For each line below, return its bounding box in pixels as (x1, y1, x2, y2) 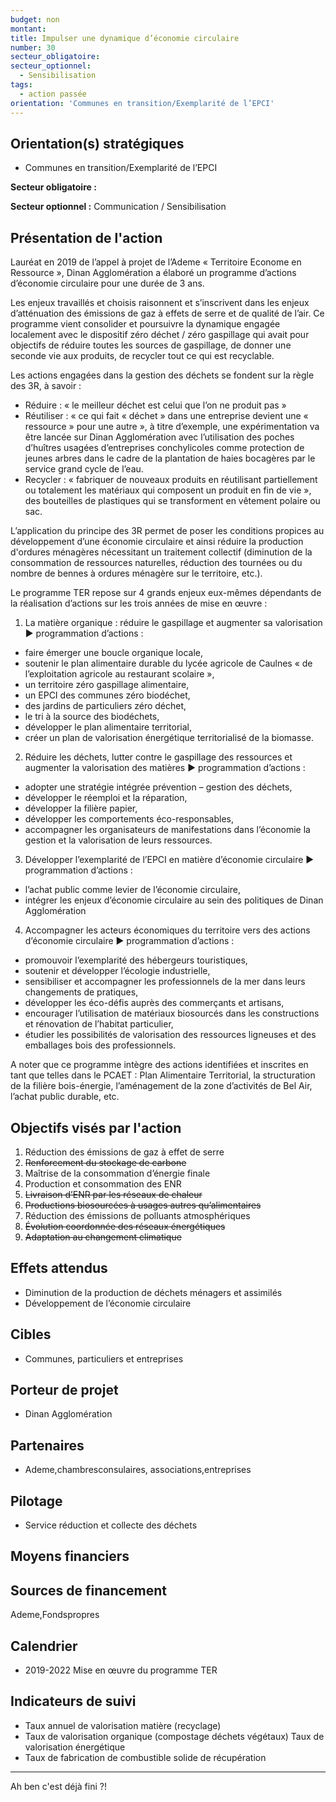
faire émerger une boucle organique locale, (24, 647, 203, 659)
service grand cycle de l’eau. (24, 463, 144, 475)
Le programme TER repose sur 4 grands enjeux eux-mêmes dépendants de (10, 587, 322, 599)
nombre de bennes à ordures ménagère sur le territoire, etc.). (10, 567, 263, 580)
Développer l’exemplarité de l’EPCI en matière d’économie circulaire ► (24, 854, 315, 866)
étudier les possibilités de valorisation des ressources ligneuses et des (24, 1029, 317, 1041)
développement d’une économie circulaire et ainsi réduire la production (10, 536, 304, 548)
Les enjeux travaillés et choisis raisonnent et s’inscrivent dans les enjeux (10, 297, 310, 309)
